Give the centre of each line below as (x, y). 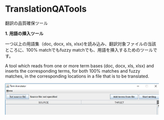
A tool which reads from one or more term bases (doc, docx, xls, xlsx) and (80, 66)
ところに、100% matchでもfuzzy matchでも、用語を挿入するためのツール (79, 50)
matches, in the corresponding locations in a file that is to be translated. (77, 76)
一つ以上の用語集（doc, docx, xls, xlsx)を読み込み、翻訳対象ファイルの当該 (81, 44)
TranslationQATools (46, 9)
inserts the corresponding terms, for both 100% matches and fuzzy (73, 71)
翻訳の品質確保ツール (26, 23)
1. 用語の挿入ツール (24, 33)
